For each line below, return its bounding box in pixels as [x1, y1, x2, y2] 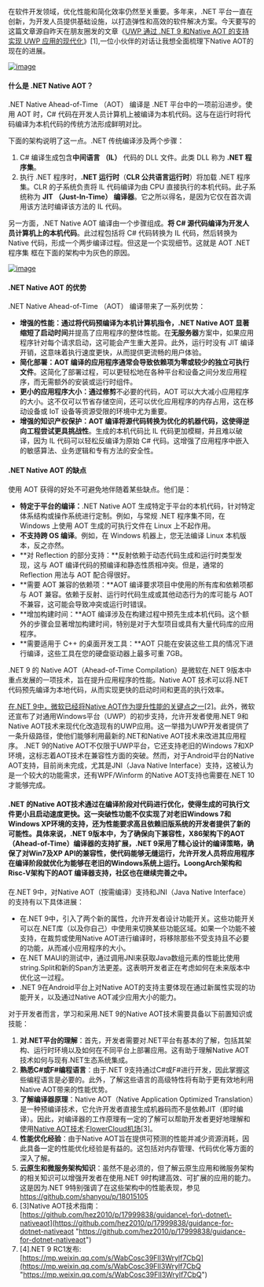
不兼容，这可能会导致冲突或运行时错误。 [19, 599, 151, 609]
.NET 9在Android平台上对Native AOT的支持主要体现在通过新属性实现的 [19, 982, 249, 992]
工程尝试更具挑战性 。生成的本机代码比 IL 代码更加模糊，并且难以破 [26, 427, 244, 436]
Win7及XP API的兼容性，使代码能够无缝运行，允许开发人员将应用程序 [28, 849, 255, 858]
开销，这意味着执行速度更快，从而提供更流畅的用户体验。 [19, 348, 206, 357]
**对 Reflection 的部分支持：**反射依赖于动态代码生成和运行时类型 [19, 550, 236, 559]
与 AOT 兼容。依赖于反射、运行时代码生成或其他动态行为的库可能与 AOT [19, 589, 254, 599]
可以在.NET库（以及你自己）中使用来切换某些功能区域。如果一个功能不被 [19, 923, 256, 933]
